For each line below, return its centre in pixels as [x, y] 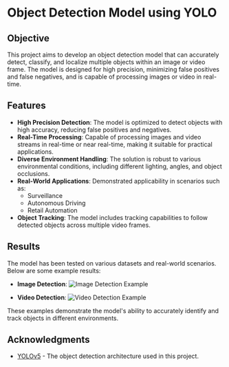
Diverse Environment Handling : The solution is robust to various [109, 159]
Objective [29, 38]
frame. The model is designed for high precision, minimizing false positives [113, 69]
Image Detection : [42, 284]
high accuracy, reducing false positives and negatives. [94, 130]
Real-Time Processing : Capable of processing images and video [109, 137]
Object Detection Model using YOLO [112, 13]
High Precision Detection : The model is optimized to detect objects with [120, 122]
